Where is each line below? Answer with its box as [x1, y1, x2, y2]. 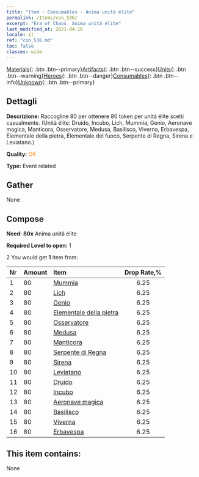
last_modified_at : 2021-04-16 [6, 26, 84, 32]
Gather [6, 180, 34, 190]
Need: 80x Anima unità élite [6, 230, 78, 237]
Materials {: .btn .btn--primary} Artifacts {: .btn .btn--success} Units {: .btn [6, 65, 186, 73]
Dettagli [6, 96, 37, 107]
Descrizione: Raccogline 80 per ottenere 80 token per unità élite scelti [6, 113, 184, 120]
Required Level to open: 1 [6, 242, 71, 250]
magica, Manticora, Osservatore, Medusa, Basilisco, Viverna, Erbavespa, [6, 125, 189, 133]
